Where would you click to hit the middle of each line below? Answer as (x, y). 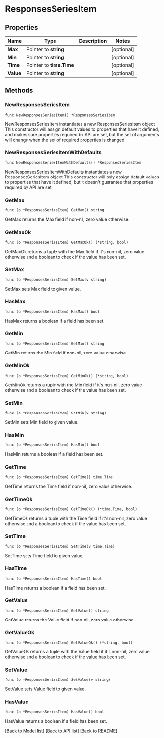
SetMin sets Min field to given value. (42, 422)
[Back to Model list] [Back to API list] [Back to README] (61, 731)
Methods (19, 91)
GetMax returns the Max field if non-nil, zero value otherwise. (67, 219)
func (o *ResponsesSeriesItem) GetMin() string (55, 344)
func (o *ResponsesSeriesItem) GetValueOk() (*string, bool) (69, 643)
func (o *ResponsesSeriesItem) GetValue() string (57, 611)
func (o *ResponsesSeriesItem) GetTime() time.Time (59, 477)
